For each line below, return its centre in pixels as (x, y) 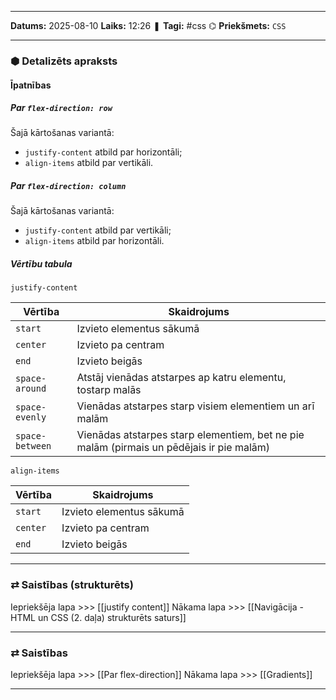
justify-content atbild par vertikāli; (98, 230)
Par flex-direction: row (61, 108)
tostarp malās (109, 390)
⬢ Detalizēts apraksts (64, 61)
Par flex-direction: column (68, 186)
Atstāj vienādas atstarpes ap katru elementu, (181, 378)
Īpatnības (31, 85)
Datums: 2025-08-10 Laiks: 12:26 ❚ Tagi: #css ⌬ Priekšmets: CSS (148, 25)
